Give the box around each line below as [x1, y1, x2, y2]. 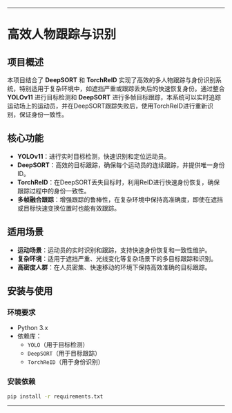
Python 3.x [17, 324, 48, 332]
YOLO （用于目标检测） [27, 340, 89, 349]
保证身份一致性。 [19, 111, 68, 118]
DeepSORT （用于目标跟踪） [27, 349, 101, 358]
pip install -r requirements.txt [7, 393, 104, 400]
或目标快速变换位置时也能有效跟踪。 [17, 204, 121, 212]
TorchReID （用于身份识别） [27, 358, 105, 366]
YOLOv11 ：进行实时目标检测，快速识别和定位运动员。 [17, 152, 171, 160]
